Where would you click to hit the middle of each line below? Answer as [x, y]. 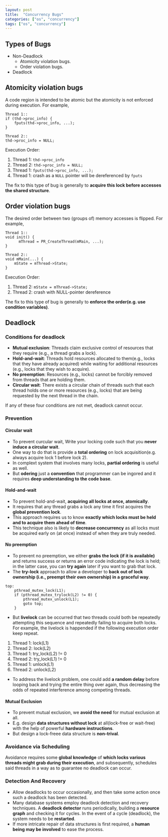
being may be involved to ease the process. [58, 829]
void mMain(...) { [24, 259]
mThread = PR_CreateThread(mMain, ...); [61, 241]
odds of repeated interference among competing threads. [72, 690]
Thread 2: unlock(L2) [34, 669]
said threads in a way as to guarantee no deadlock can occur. [68, 768]
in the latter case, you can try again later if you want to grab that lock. [84, 566]
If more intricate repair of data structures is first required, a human [81, 824]
